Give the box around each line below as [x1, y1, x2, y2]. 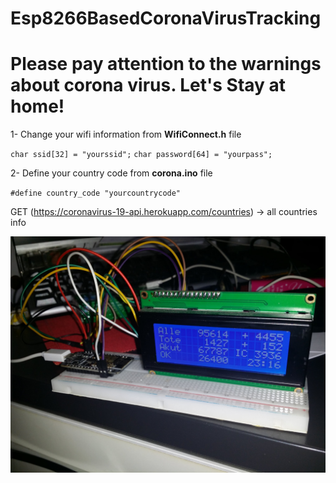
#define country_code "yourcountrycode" [10, 188, 182, 199]
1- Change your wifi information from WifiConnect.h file [10, 128, 242, 141]
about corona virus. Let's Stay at [10, 74, 287, 97]
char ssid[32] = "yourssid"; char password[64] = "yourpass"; [10, 150, 273, 160]
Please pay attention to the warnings [10, 53, 322, 76]
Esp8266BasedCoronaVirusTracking [10, 7, 322, 30]
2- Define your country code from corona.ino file [10, 167, 213, 179]
